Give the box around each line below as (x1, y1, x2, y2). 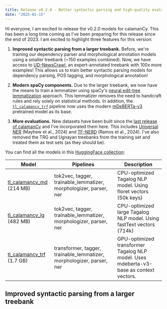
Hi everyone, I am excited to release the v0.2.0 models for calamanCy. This (5, 25, 159, 31)
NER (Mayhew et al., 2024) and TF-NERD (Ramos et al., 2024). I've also (12, 129, 160, 135)
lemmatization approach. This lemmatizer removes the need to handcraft (12, 93, 162, 99)
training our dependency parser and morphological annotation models (12, 51, 157, 57)
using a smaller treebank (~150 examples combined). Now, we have (12, 56, 151, 62)
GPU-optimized (117, 235, 155, 242)
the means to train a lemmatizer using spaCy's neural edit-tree (12, 87, 141, 93)
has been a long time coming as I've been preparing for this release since (5, 31, 156, 37)
